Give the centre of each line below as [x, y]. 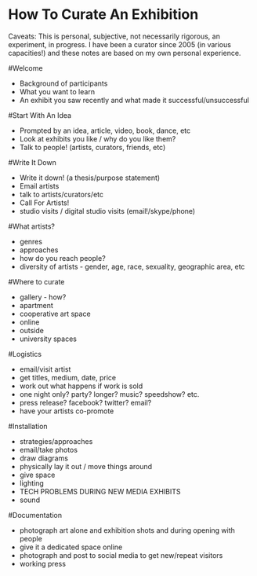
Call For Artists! [44, 203]
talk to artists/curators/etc [62, 194]
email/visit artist [45, 369]
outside [32, 330]
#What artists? [32, 226]
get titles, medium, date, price [67, 377]
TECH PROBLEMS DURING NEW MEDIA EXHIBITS [100, 491]
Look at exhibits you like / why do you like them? [98, 138]
